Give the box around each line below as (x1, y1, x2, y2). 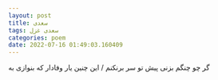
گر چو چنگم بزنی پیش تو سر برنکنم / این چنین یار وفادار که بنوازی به (8, 63, 210, 72)
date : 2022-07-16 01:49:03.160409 (8, 41, 124, 49)
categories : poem (8, 33, 66, 42)
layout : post (8, 11, 52, 20)
